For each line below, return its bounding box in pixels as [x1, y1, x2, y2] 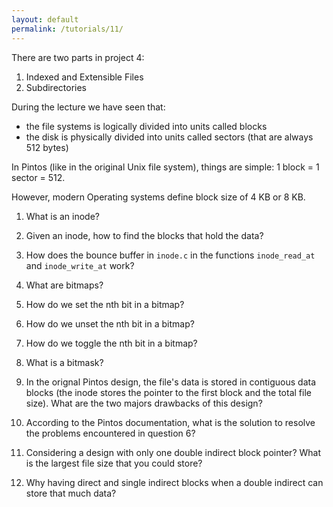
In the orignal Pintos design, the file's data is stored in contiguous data [25, 376, 317, 388]
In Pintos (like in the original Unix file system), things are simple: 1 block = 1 [11, 161, 320, 173]
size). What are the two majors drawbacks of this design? [25, 397, 263, 409]
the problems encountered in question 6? [25, 427, 196, 439]
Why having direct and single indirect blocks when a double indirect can [25, 476, 324, 488]
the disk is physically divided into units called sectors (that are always [25, 131, 314, 143]
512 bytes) [25, 141, 69, 153]
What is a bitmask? [25, 356, 104, 368]
